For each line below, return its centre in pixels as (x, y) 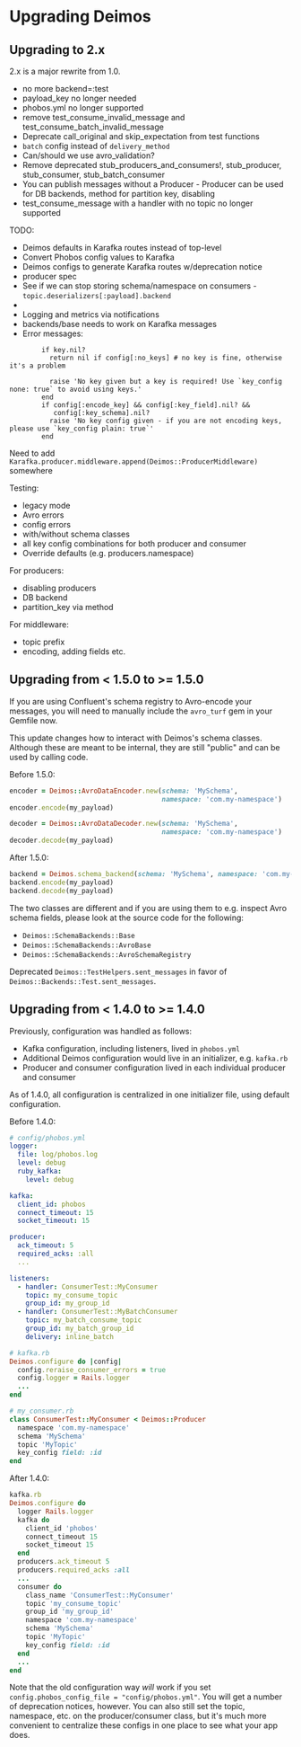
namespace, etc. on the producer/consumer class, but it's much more (138, 1716)
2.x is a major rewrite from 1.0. (65, 71)
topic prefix (43, 642)
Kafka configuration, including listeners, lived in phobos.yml (131, 1048)
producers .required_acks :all (73, 1570)
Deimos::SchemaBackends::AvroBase (86, 945)
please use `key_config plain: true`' (82, 429)
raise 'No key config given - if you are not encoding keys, (165, 421)
